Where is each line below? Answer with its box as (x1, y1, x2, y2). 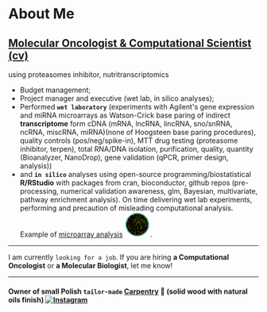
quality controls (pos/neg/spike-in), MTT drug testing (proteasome (19, 136, 238, 145)
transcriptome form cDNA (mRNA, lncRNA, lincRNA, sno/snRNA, (19, 119, 233, 128)
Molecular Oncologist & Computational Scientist (8, 37, 252, 50)
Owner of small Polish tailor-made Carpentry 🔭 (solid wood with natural (8, 287, 248, 296)
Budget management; (19, 85, 91, 94)
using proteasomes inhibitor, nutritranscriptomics (8, 70, 169, 79)
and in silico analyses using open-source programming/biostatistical (19, 170, 252, 179)
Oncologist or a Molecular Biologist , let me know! (8, 261, 173, 270)
